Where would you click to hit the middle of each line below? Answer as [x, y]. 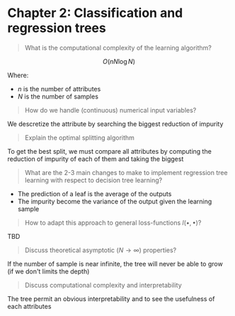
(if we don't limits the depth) [48, 271]
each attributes [29, 306]
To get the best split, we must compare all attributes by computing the [110, 151]
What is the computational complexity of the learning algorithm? [118, 47]
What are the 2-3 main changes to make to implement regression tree [126, 172]
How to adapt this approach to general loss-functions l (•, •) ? [113, 222]
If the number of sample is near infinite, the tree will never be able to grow [115, 264]
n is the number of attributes [59, 89]
